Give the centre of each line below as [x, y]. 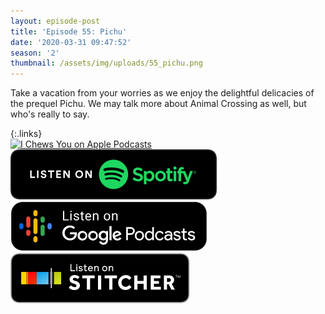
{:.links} [26, 134]
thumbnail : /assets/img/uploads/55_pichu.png [106, 63]
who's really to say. [50, 114]
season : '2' [35, 53]
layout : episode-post [55, 21]
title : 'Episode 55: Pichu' [69, 31]
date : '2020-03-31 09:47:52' [71, 42]
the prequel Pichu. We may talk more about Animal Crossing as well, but [158, 104]
